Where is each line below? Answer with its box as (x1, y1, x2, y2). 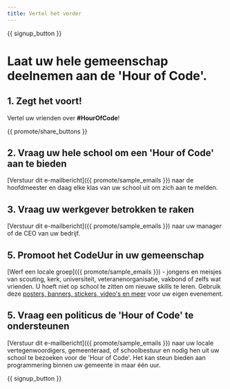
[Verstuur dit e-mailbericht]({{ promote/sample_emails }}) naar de (7, 176, 194, 184)
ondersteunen (7, 321, 70, 332)
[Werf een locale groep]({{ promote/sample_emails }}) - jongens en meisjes (7, 267, 222, 276)
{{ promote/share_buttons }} (7, 127, 88, 135)
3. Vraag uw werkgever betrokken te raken (7, 203, 195, 215)
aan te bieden (7, 158, 67, 170)
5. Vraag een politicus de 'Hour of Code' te (7, 310, 194, 321)
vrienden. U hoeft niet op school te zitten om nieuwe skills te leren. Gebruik (7, 283, 221, 291)
